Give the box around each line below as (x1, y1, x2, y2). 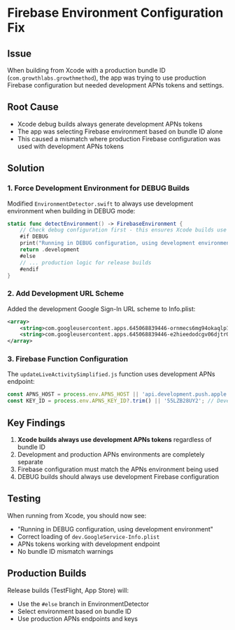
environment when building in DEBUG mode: (7, 206, 136, 215)
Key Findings (7, 417, 66, 429)
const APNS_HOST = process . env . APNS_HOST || (7, 391, 139, 398)
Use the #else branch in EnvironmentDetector (17, 599, 149, 608)
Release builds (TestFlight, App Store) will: (7, 586, 129, 594)
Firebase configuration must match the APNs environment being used (17, 465, 219, 473)
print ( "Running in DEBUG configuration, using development (20, 240, 196, 247)
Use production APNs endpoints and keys (17, 614, 138, 623)
